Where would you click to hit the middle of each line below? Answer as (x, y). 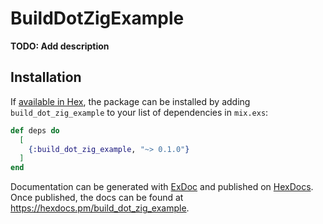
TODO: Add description (60, 46)
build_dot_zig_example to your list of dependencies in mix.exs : (139, 112)
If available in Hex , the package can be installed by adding (130, 101)
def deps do (35, 130)
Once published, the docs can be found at (97, 198)
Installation (46, 77)
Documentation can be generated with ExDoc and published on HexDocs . (162, 187)
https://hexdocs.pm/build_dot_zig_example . (100, 208)
